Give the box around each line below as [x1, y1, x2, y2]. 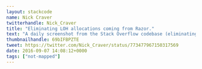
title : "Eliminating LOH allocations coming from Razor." [6, 25, 155, 32]
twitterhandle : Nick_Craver [6, 20, 77, 26]
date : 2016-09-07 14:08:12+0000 [6, 48, 87, 54]
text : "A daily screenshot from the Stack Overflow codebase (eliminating [6, 31, 198, 37]
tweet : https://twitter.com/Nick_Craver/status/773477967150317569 [6, 43, 179, 49]
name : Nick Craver [6, 14, 52, 20]
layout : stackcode [6, 8, 52, 15]
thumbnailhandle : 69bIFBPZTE [6, 37, 79, 43]
